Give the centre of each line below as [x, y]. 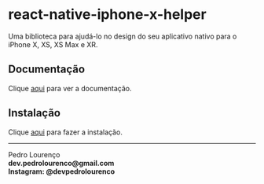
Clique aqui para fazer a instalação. [66, 132]
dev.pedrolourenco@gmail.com [61, 163]
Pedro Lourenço [34, 154]
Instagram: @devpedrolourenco [62, 171]
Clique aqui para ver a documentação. [70, 88]
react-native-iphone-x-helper [107, 15]
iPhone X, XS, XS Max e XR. [53, 44]
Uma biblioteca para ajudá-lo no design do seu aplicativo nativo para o [123, 36]
